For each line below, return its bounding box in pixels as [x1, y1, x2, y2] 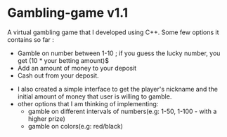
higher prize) [27, 114, 65, 123]
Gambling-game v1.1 [7, 5, 129, 21]
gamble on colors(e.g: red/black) [27, 122, 123, 130]
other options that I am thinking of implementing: [17, 99, 159, 108]
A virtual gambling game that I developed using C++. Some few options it [7, 28, 219, 36]
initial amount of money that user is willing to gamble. [17, 92, 172, 101]
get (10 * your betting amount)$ [17, 56, 109, 64]
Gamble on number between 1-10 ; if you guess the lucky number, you [17, 49, 221, 57]
